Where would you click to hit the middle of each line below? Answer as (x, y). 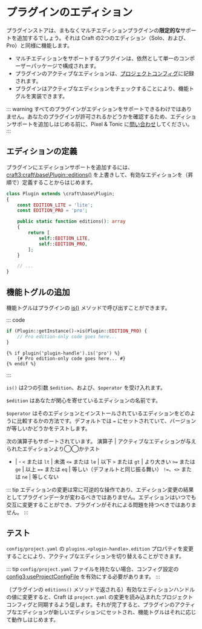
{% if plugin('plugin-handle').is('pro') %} (63, 353)
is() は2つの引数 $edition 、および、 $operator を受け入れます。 (86, 387)
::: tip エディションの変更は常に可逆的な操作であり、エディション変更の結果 (100, 489)
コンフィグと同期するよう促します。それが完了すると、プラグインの (91, 605)
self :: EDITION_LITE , (64, 238)
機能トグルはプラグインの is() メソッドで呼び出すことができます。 (88, 308)
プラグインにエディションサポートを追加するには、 (70, 167)
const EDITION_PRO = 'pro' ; (52, 210)
